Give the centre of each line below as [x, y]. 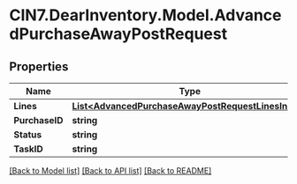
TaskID [29, 149]
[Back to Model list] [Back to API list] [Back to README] [110, 171]
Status [28, 135]
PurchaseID [38, 120]
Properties [39, 66]
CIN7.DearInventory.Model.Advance [145, 15]
